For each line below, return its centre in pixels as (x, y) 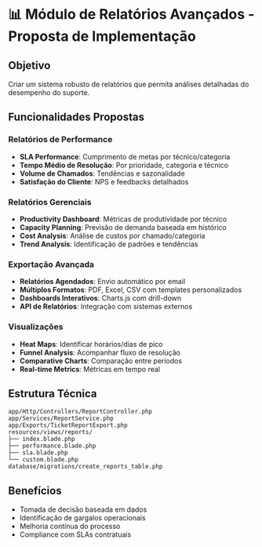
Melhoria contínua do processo (70, 527)
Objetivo (29, 66)
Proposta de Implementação (102, 36)
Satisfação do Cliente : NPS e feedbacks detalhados (104, 181)
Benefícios (35, 490)
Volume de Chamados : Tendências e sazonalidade (102, 173)
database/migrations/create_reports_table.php (86, 467)
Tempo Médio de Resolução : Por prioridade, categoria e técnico (124, 165)
